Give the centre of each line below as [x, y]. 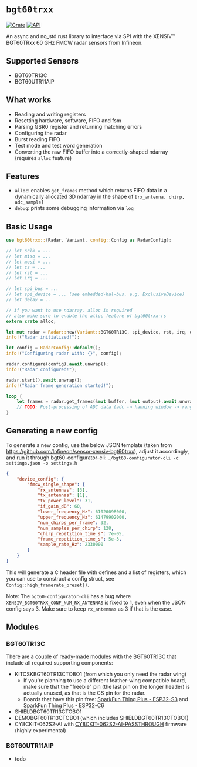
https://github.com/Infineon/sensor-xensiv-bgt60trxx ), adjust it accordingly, [98, 451]
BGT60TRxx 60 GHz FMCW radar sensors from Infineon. [74, 42]
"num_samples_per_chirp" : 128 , [76, 528]
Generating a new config [52, 431]
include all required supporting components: [60, 663]
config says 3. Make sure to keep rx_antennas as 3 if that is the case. [89, 608]
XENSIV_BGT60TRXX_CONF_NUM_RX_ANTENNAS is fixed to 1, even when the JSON [96, 602]
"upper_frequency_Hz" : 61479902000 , [82, 517]
